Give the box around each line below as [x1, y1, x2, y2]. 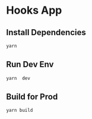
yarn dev [6, 75, 31, 81]
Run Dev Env [6, 59, 54, 70]
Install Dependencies [6, 27, 86, 37]
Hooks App [6, 4, 62, 17]
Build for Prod [6, 92, 58, 102]
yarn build [6, 108, 33, 114]
